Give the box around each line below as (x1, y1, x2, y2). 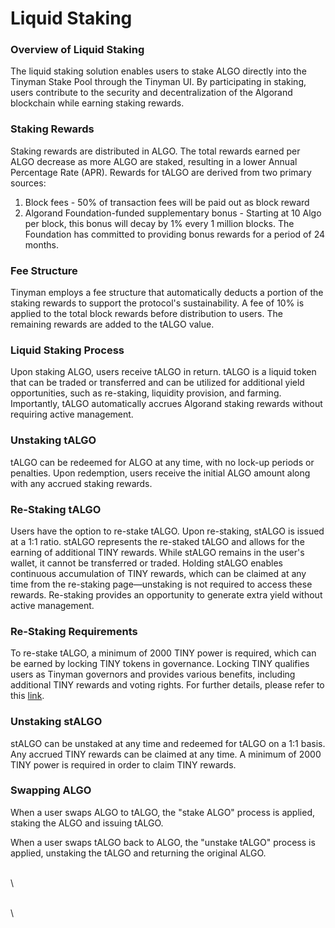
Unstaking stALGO (10, 715, 103, 729)
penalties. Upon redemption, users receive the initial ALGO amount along (10, 467, 311, 479)
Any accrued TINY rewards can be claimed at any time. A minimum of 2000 (10, 748, 322, 760)
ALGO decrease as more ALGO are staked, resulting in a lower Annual (10, 155, 298, 167)
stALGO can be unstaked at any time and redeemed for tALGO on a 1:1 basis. (10, 737, 326, 749)
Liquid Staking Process (10, 343, 125, 357)
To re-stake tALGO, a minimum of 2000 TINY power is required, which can (10, 647, 317, 659)
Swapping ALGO (10, 783, 92, 797)
